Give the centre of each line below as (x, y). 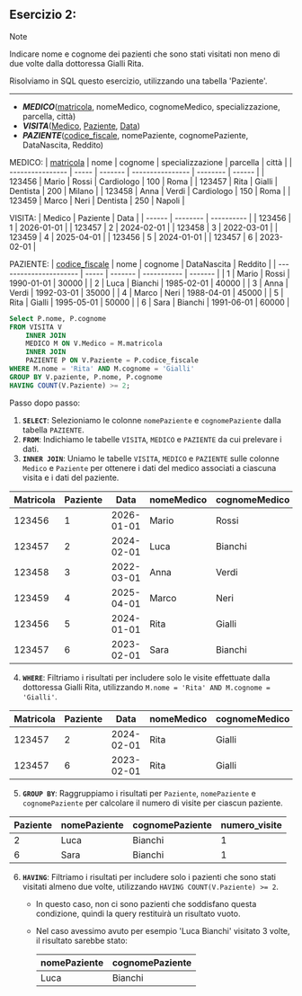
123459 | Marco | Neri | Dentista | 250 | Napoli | (97, 200)
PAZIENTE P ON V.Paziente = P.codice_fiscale (112, 360)
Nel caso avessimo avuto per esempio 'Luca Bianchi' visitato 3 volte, (163, 930)
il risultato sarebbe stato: (82, 940)
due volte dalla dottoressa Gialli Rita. (77, 63)
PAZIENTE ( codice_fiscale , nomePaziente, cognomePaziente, (135, 135)
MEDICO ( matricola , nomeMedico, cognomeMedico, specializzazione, (151, 106)
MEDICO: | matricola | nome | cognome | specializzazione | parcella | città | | (151, 162)
